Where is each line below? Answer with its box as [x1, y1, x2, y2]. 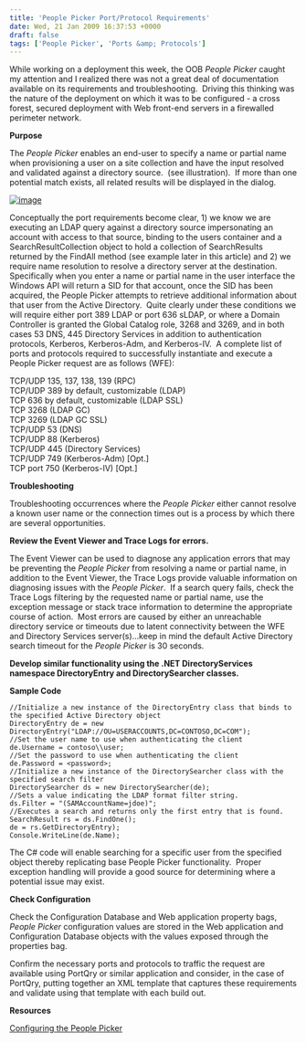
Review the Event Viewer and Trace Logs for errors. [9, 535, 209, 546]
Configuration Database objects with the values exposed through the [9, 931, 269, 942]
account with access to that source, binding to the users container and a [9, 232, 282, 243]
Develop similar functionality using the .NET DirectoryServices [9, 658, 253, 669]
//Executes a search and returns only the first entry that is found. [9, 807, 284, 816]
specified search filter [9, 775, 104, 785]
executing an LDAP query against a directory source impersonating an [9, 222, 274, 233]
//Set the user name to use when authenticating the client [9, 735, 244, 744]
